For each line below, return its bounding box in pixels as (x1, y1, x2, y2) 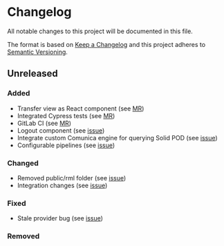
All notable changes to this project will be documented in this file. (7, 27, 194, 35)
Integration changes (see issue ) (17, 181, 108, 189)
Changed (7, 158, 39, 168)
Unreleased (7, 68, 59, 79)
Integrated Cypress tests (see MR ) (17, 111, 115, 120)
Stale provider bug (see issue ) (17, 214, 104, 223)
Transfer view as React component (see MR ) (17, 104, 144, 113)
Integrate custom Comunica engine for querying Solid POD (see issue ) (17, 133, 218, 142)
